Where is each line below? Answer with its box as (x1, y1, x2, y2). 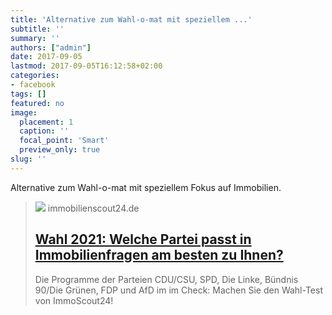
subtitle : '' (10, 24, 65, 34)
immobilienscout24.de (47, 202, 140, 214)
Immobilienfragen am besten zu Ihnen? (34, 247, 284, 264)
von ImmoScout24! (34, 294, 114, 306)
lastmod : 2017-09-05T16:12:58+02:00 (10, 61, 163, 71)
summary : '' (10, 33, 60, 43)
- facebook (10, 80, 56, 90)
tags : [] (10, 89, 47, 99)
